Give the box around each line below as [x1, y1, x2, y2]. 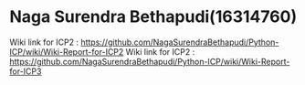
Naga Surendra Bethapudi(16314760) [9, 6, 298, 27]
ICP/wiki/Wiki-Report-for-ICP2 [9, 46, 124, 57]
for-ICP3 [9, 66, 42, 77]
